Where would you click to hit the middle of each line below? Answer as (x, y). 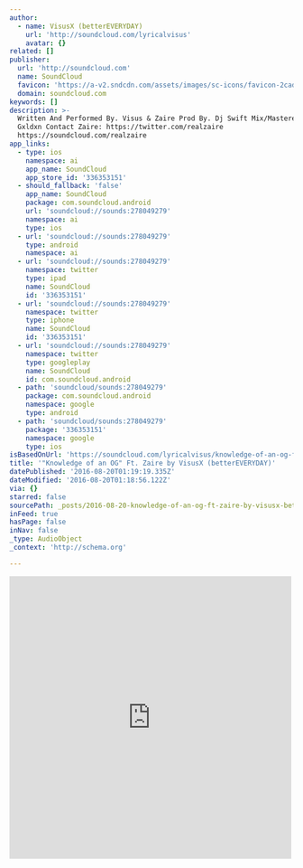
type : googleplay (58, 363)
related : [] (32, 52)
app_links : (30, 144)
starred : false (38, 497)
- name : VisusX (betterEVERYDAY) (80, 26)
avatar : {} (46, 43)
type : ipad (46, 278)
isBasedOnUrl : (36, 455)
